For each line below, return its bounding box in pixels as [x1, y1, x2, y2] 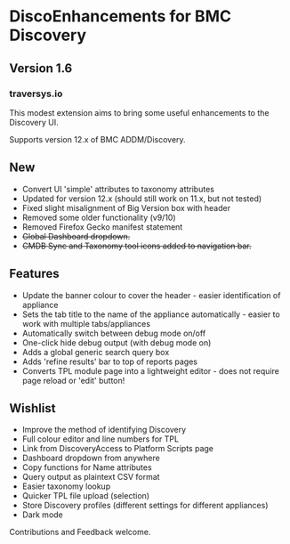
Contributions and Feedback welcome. [9, 527, 151, 538]
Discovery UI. [9, 117, 60, 127]
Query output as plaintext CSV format [21, 472, 160, 483]
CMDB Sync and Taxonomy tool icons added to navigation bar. [21, 240, 252, 251]
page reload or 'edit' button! [21, 375, 125, 386]
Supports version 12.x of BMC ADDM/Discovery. [9, 134, 186, 144]
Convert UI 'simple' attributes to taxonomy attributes [21, 183, 215, 194]
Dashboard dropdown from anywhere [21, 452, 160, 464]
